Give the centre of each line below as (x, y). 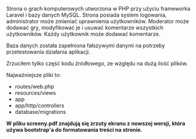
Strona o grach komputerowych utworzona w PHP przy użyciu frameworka (98, 9)
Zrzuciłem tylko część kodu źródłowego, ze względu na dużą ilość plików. (97, 63)
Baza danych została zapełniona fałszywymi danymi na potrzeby (86, 45)
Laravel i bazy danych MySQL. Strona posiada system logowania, (87, 15)
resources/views (35, 93)
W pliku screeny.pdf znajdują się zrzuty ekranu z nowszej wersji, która (96, 123)
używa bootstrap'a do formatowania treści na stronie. (74, 130)
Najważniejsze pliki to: (34, 75)
